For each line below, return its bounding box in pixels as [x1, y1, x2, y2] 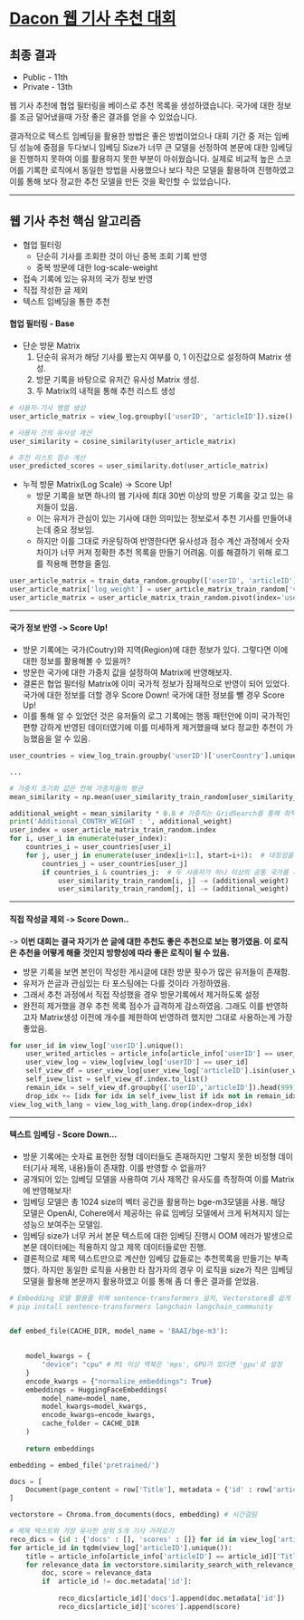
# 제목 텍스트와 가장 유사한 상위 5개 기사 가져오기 [9, 1527, 175, 1536]
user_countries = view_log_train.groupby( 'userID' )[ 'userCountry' [9, 751, 265, 761]
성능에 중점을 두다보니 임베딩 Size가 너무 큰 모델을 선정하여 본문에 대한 [18, 142, 269, 152]
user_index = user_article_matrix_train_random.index [9, 825, 217, 834]
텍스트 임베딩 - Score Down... [9, 1129, 118, 1140]
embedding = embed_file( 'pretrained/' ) [9, 1461, 160, 1470]
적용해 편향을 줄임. [45, 558, 111, 569]
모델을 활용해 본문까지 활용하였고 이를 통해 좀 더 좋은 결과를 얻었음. [22, 1275, 260, 1287]
